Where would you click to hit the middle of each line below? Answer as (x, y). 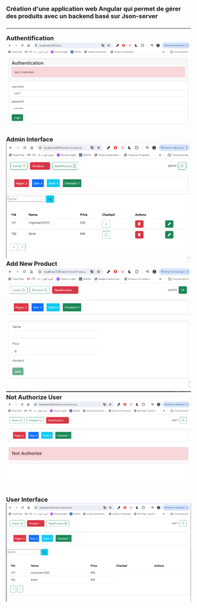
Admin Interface (30, 139)
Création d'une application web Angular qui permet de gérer (94, 9)
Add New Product (32, 264)
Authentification (30, 38)
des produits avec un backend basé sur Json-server (82, 16)
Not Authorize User (34, 397)
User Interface (27, 499)
